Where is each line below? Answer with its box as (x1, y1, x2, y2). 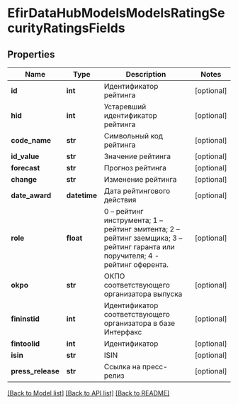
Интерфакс (103, 327, 142, 337)
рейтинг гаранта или (103, 242, 175, 251)
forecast (11, 163, 40, 173)
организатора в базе (103, 318, 176, 328)
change (11, 175, 38, 184)
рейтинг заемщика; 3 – (103, 233, 183, 243)
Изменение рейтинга (103, 175, 177, 184)
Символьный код (103, 131, 164, 141)
